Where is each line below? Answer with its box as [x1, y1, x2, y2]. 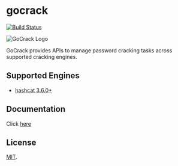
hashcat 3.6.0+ [14, 87, 53, 94]
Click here [6, 120, 32, 127]
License [6, 137, 37, 147]
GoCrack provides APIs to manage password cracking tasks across [6, 46, 173, 54]
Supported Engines [6, 70, 80, 81]
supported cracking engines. [6, 53, 78, 60]
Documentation [6, 104, 66, 114]
